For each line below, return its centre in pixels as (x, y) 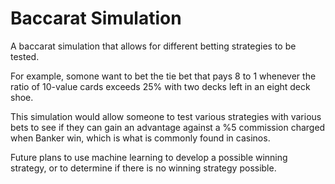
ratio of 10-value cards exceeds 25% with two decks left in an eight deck (160, 86)
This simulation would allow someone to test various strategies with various (166, 116)
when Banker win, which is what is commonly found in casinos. (140, 138)
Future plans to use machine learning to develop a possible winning (149, 157)
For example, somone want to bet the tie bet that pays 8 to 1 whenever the (163, 76)
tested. (25, 56)
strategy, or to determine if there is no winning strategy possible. (143, 168)
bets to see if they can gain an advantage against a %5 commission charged (168, 127)
